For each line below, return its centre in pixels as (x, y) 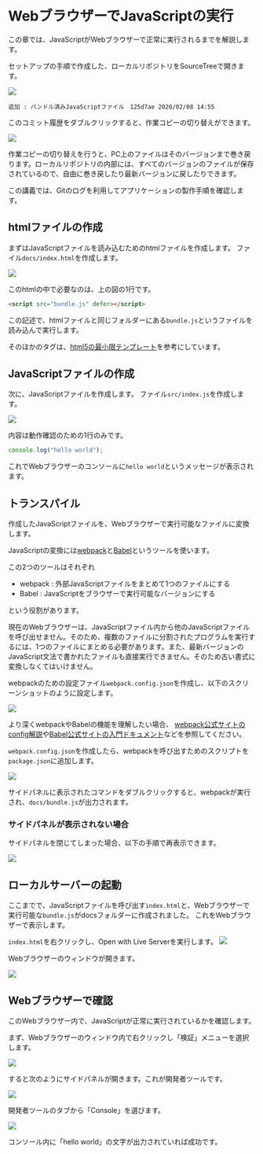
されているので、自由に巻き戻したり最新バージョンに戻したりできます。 (124, 173)
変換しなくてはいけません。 (53, 666)
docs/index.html (49, 258)
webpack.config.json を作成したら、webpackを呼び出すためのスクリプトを (129, 751)
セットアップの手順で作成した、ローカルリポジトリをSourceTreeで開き (123, 66)
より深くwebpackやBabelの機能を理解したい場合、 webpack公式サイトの (127, 724)
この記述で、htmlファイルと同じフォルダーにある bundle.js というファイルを (131, 320)
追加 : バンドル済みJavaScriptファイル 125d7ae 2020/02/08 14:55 (111, 107)
